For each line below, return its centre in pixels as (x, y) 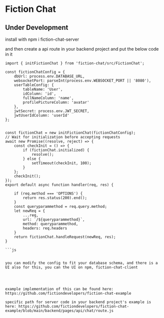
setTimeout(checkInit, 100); (61, 163)
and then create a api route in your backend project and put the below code (82, 49)
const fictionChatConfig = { (35, 72)
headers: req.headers (45, 228)
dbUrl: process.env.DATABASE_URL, (49, 76)
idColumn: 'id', (40, 94)
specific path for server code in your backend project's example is (78, 302)
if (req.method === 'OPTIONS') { (48, 193)
